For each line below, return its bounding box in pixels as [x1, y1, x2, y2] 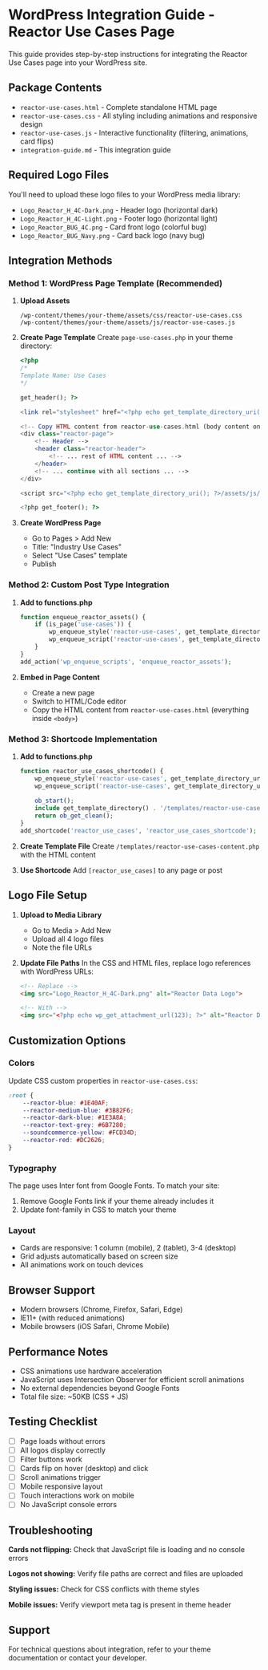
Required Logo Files [8, 168, 110, 182]
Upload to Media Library [19, 910, 102, 919]
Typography [8, 1162, 58, 1173]
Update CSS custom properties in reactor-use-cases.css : [8, 1076, 198, 1085]
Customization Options [8, 1033, 126, 1048]
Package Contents [8, 81, 102, 95]
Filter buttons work [19, 1454, 82, 1464]
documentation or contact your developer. [8, 1653, 147, 1662]
